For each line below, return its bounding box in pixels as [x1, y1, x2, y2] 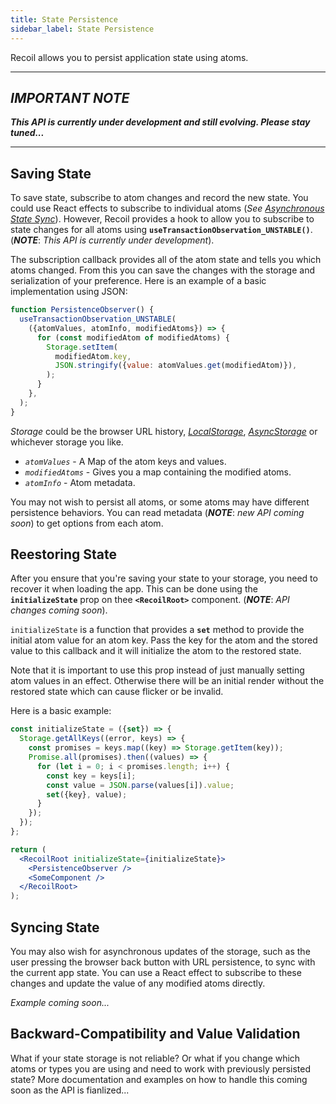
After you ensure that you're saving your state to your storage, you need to [10, 572, 318, 585]
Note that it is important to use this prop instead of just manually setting [10, 664, 305, 676]
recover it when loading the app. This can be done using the [10, 583, 258, 595]
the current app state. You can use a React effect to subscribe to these [10, 967, 302, 978]
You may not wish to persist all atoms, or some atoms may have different [10, 496, 310, 508]
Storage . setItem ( [46, 342, 118, 352]
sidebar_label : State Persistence [10, 24, 155, 34]
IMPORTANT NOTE [10, 89, 130, 106]
